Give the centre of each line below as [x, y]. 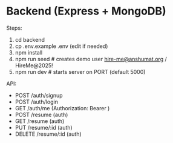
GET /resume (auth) [40, 121]
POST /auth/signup [39, 95]
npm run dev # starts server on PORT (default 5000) [80, 71]
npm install [29, 52]
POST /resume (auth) [41, 115]
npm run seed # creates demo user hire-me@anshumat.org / [91, 59]
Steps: [14, 28]
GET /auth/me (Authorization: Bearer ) [62, 108]
